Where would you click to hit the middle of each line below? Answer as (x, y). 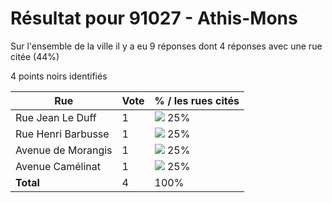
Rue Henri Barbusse (62, 134)
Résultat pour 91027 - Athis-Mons (154, 18)
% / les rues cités (197, 100)
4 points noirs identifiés (59, 76)
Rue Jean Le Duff (56, 117)
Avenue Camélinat (58, 166)
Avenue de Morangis (64, 150)
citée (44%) (35, 56)
